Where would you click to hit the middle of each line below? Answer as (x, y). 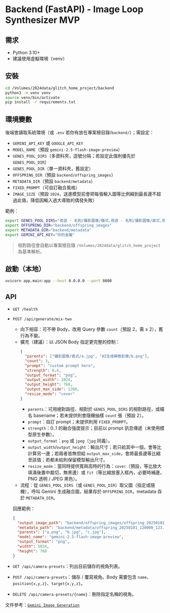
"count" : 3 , (37, 361)
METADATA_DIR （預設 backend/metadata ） (54, 182)
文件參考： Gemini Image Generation (42, 605)
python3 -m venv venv (28, 93)
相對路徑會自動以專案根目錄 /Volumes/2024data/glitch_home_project (89, 245)
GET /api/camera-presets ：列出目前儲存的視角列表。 (68, 566)
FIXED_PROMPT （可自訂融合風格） (46, 188)
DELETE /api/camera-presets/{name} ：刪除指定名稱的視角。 (74, 594)
